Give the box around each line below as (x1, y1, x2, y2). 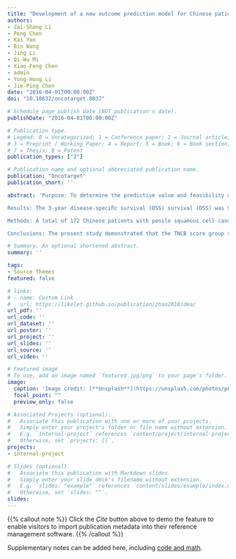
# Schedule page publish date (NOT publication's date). (7, 108, 178, 115)
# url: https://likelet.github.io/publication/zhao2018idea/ (7, 300, 197, 308)
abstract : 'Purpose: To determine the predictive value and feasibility (7, 191, 225, 199)
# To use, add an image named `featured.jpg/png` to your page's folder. (7, 372, 228, 380)
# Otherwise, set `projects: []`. (7, 437, 114, 444)
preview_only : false (13, 398, 74, 405)
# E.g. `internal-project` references (7, 430, 128, 438)
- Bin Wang (7, 43, 39, 50)
